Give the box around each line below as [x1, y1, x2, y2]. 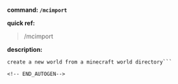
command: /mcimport [7, 6, 68, 14]
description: [7, 46, 43, 53]
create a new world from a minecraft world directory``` [7, 59, 173, 66]
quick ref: [7, 19, 35, 27]
